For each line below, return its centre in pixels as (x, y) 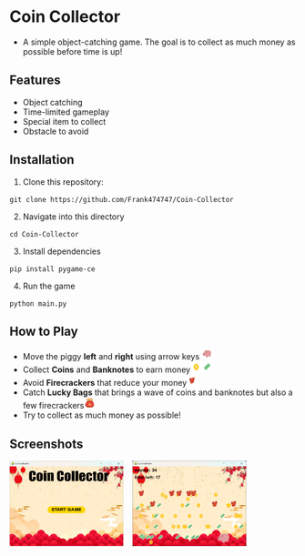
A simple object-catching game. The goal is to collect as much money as (159, 42)
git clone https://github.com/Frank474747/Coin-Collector (122, 199)
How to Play (44, 331)
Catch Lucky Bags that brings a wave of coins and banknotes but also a (158, 392)
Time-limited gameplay (66, 112)
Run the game (49, 286)
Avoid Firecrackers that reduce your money (105, 383)
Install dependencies (62, 251)
